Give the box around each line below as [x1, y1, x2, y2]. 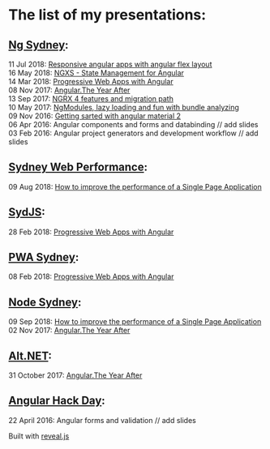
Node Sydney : [8, 295, 82, 309]
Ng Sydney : [8, 38, 69, 52]
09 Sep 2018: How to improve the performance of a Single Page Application [8, 317, 262, 327]
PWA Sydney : [8, 250, 79, 264]
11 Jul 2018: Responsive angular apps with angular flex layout [8, 59, 212, 69]
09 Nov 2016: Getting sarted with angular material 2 [8, 111, 181, 121]
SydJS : [8, 205, 46, 220]
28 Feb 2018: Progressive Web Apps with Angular [8, 227, 174, 237]
